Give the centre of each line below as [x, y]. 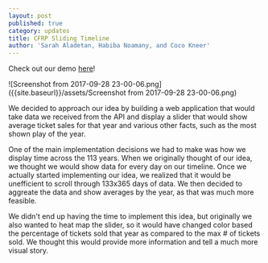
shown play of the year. [47, 134]
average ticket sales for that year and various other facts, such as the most [132, 125]
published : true [35, 23]
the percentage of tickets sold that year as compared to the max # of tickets [134, 233]
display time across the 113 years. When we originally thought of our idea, [130, 158]
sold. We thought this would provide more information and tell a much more [134, 242]
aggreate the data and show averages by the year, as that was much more [131, 192]
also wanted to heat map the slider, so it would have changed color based [131, 225]
